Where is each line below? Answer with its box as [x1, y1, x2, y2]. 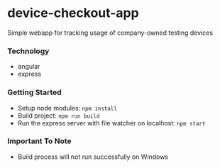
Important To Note [7, 136, 72, 146]
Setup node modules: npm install [17, 103, 117, 112]
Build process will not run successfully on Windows [17, 152, 169, 161]
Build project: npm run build [17, 111, 100, 120]
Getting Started [7, 87, 62, 97]
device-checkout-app [7, 5, 140, 21]
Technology [7, 46, 50, 56]
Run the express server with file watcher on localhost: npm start [17, 118, 206, 127]
